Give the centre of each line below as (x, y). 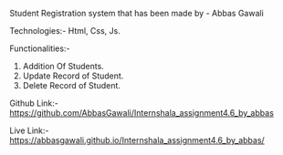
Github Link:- (34, 103)
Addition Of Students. (63, 66)
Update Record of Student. (73, 76)
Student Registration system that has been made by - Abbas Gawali (137, 13)
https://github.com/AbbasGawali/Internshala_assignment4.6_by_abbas (141, 113)
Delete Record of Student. (72, 85)
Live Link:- (29, 130)
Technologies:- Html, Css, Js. (65, 31)
